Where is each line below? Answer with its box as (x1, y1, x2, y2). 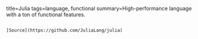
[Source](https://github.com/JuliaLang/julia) (6, 27, 123, 33)
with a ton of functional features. (6, 11, 86, 18)
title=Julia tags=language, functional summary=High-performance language (6, 5, 192, 12)
